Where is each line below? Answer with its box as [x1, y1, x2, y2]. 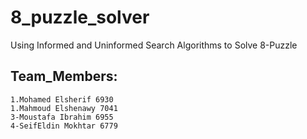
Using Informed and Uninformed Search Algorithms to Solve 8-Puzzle [10, 39, 298, 51]
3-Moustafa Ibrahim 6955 [10, 112, 114, 122]
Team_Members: [10, 68, 118, 85]
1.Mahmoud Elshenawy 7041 [10, 103, 118, 113]
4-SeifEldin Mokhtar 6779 [10, 121, 118, 131]
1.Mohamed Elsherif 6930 [10, 94, 114, 105]
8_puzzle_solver [10, 6, 150, 29]
